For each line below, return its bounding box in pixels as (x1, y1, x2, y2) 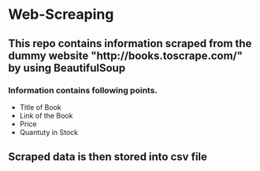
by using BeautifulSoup (8, 61, 126, 75)
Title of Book (19, 102, 61, 111)
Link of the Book (19, 111, 73, 120)
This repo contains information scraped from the (8, 37, 252, 50)
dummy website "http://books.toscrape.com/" (8, 49, 243, 62)
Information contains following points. (8, 85, 158, 96)
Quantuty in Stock (19, 127, 79, 136)
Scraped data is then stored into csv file (8, 151, 207, 164)
